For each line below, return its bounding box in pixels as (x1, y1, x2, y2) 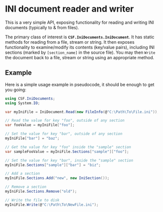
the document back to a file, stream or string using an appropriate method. (5, 54, 154, 60)
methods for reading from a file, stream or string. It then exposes (5, 39, 135, 45)
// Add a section (5, 171, 40, 176)
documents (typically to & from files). (5, 24, 79, 30)
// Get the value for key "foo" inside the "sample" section (5, 145, 131, 149)
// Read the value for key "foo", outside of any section (5, 118, 125, 123)
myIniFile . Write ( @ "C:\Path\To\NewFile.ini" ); (5, 202, 98, 207)
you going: (5, 86, 27, 93)
